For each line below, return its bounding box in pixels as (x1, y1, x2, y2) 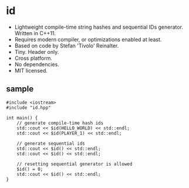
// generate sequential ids (16, 141, 85, 146)
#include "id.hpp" (6, 104, 51, 111)
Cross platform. (14, 54, 53, 61)
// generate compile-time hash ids (16, 120, 104, 126)
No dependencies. (14, 60, 60, 68)
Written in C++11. (14, 29, 56, 36)
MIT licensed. (14, 67, 48, 74)
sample (6, 84, 34, 94)
